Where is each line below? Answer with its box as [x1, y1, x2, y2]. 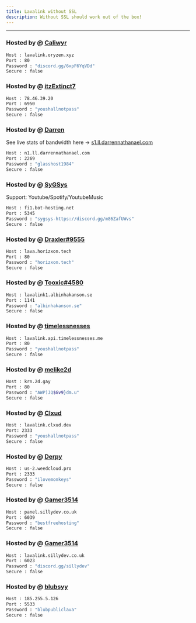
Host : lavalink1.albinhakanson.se [6, 292, 93, 298]
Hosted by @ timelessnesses [6, 322, 90, 331]
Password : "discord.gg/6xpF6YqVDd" [6, 63, 95, 69]
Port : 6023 [6, 558, 35, 564]
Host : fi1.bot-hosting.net [6, 205, 75, 211]
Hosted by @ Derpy [6, 452, 62, 460]
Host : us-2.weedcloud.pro [6, 466, 72, 471]
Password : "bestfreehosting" [6, 520, 80, 526]
